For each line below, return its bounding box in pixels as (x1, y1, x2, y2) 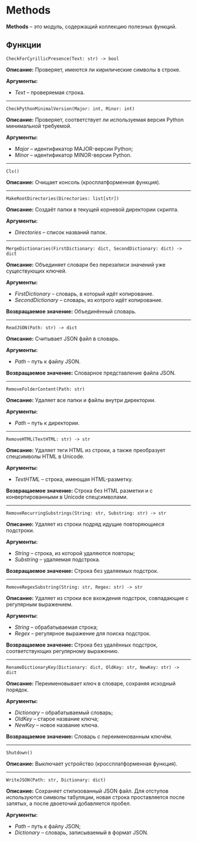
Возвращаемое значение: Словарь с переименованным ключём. (6, 732, 173, 740)
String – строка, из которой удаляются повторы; (14, 549, 135, 556)
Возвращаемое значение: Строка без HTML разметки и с (6, 487, 153, 494)
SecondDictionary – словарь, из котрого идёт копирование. (14, 296, 163, 303)
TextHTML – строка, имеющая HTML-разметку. (14, 475, 133, 483)
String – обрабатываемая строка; (14, 624, 98, 631)
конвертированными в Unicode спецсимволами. (6, 493, 128, 500)
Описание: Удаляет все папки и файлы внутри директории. (6, 396, 156, 403)
